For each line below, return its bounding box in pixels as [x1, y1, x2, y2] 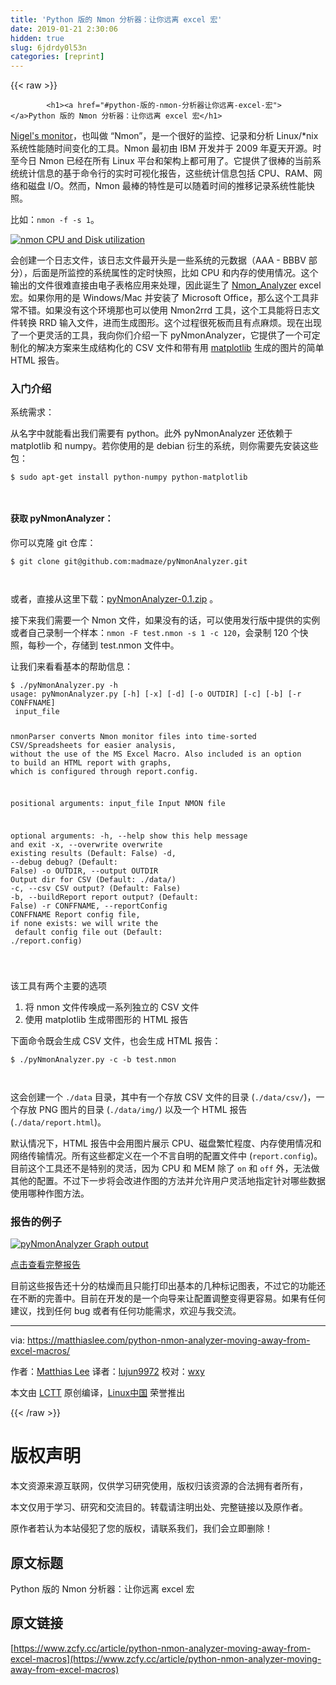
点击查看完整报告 [10, 1259, 81, 1271]
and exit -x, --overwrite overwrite [10, 840, 163, 850]
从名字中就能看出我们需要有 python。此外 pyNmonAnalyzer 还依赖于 [10, 427, 293, 440]
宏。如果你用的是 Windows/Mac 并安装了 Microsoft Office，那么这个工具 [10, 292, 310, 304]
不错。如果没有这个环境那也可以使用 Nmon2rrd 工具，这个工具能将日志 [18, 304, 312, 316]
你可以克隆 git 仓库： [10, 536, 97, 548]
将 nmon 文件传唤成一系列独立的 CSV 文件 [24, 1001, 200, 1013]
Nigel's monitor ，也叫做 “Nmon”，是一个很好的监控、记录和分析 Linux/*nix [10, 130, 319, 142]
